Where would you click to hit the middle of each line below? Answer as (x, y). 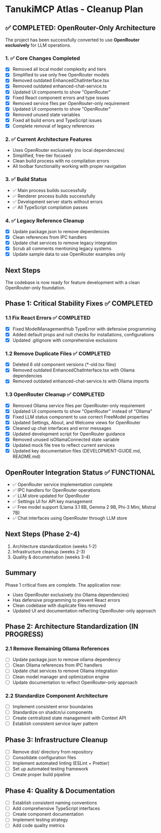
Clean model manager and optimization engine (61, 677)
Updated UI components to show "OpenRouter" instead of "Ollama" (82, 411)
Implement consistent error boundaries (53, 706)
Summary (21, 573)
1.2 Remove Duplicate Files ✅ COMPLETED (58, 353)
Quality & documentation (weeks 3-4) (51, 557)
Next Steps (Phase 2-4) (43, 534)
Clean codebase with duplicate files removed (59, 605)
